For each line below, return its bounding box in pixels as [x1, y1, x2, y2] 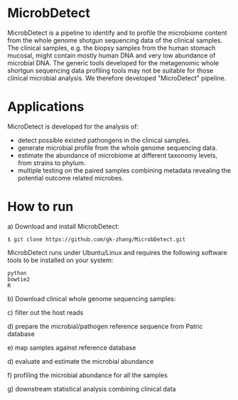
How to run [7, 199, 74, 215]
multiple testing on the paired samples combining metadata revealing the [17, 166, 232, 175]
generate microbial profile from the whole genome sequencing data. [17, 144, 218, 152]
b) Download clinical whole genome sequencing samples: [7, 294, 176, 303]
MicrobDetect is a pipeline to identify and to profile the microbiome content [7, 28, 227, 37]
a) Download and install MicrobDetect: [7, 222, 119, 230]
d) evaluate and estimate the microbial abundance [7, 357, 154, 365]
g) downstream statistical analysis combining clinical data [7, 384, 176, 393]
